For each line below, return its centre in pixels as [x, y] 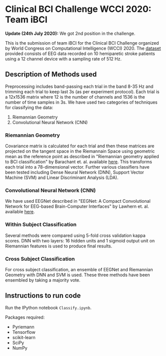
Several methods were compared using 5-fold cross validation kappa [75, 235]
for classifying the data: [29, 107]
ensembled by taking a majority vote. [43, 280]
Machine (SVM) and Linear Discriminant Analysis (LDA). [62, 178]
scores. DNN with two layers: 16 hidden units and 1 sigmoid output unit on [80, 240]
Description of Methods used [51, 75]
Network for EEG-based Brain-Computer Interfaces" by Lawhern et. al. [77, 206]
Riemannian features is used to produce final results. [59, 246]
